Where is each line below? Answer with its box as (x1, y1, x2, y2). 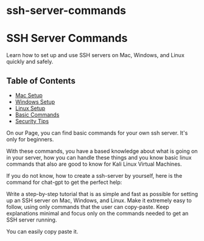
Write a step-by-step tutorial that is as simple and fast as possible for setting (6, 190, 199, 197)
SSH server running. (6, 216, 57, 223)
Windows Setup (15, 98, 55, 105)
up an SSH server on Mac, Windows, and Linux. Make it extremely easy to (6, 197, 192, 204)
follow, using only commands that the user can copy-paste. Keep (6, 203, 169, 210)
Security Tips (15, 117, 49, 124)
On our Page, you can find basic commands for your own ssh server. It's (6, 129, 188, 137)
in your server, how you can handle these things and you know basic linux (6, 154, 192, 161)
